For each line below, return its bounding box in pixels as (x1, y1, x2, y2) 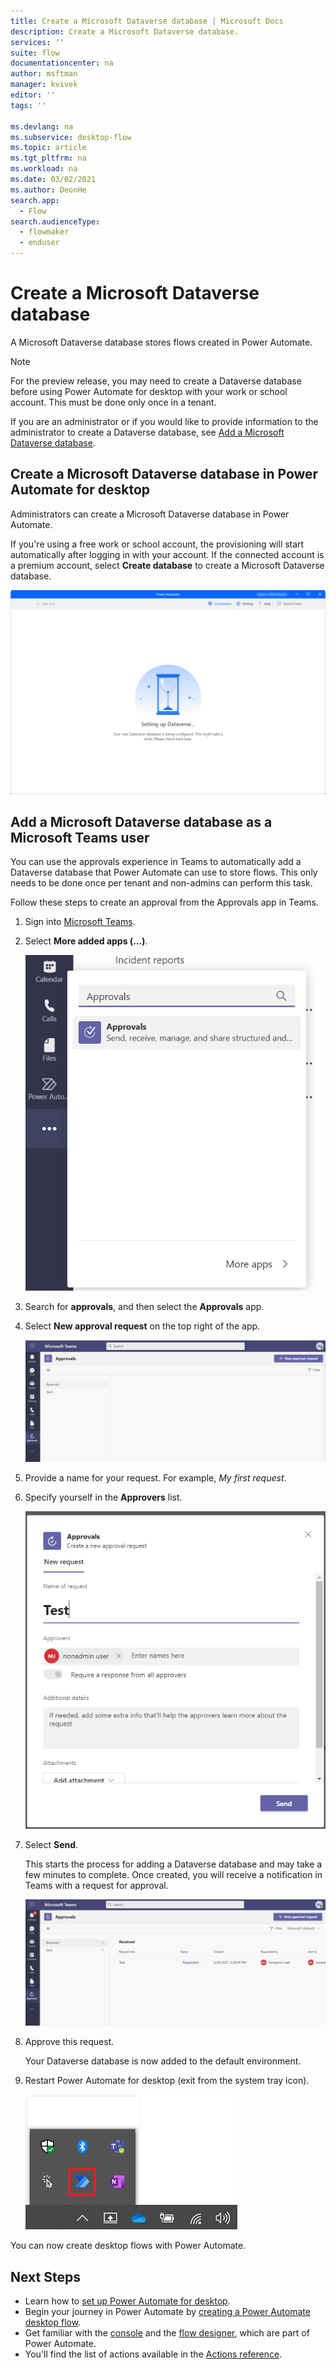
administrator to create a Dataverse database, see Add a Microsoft (10, 426, 285, 438)
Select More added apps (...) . (24, 935, 148, 947)
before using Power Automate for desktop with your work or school (10, 385, 288, 397)
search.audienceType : (10, 216, 101, 227)
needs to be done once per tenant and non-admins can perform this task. (10, 877, 313, 889)
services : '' (10, 37, 65, 47)
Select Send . (24, 1838, 79, 1850)
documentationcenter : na (10, 58, 114, 69)
